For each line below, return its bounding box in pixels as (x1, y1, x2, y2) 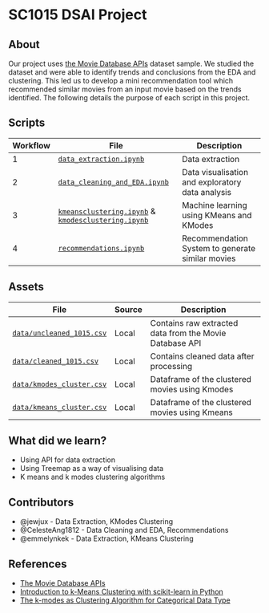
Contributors (8, 495, 74, 509)
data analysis (181, 186, 232, 197)
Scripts (8, 116, 46, 130)
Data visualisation (181, 166, 249, 177)
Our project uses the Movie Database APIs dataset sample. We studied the (8, 59, 255, 68)
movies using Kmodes (150, 384, 234, 395)
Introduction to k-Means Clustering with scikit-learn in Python (19, 587, 224, 597)
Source (114, 303, 143, 315)
